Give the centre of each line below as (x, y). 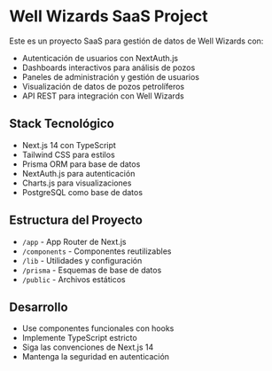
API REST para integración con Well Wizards (103, 96)
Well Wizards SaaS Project (109, 16)
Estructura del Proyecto (76, 221)
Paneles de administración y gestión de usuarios (111, 76)
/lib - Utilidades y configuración (82, 260)
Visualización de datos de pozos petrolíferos (103, 86)
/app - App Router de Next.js (74, 241)
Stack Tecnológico (62, 124)
